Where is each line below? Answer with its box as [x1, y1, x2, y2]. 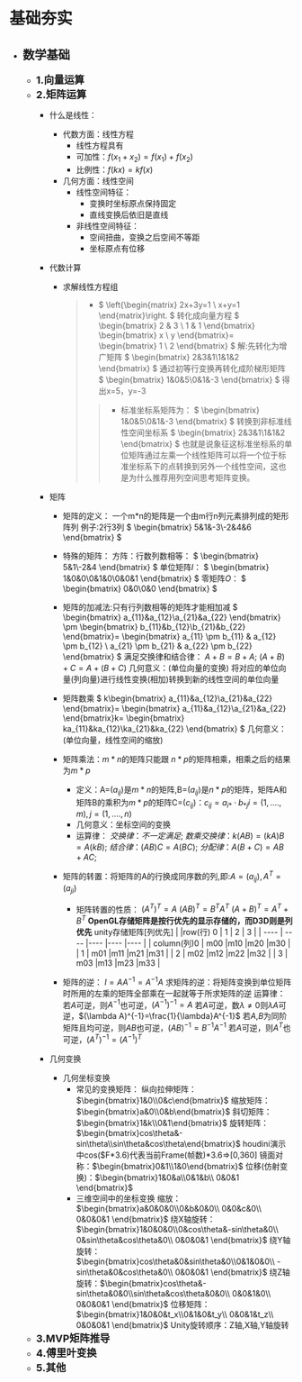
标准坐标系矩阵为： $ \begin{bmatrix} [120, 405, 261, 415]
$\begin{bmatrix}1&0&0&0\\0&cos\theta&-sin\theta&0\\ [75, 1223, 279, 1234]
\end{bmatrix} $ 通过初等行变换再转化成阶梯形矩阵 [98, 362, 286, 374]
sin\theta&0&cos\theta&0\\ [75, 1267, 173, 1277]
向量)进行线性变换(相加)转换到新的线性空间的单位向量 [81, 673, 280, 685]
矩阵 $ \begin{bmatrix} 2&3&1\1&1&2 [106, 351, 240, 362]
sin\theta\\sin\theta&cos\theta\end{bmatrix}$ [75, 1138, 241, 1149]
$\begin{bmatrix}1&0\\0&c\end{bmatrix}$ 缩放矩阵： [75, 1095, 271, 1105]
